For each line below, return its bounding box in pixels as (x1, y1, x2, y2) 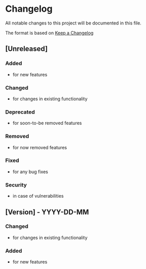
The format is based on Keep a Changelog (5, 30, 94, 36)
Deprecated (5, 108, 35, 115)
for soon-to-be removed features (12, 120, 82, 126)
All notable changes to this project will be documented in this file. (5, 20, 142, 26)
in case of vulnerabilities (12, 193, 64, 199)
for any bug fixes (12, 169, 48, 175)
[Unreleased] (5, 44, 48, 53)
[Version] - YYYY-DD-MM (5, 207, 89, 217)
